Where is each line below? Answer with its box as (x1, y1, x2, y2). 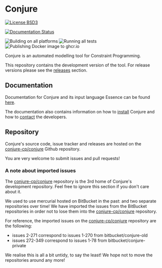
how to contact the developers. (5, 114, 67, 120)
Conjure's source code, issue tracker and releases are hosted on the (5, 141, 142, 146)
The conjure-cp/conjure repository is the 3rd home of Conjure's (5, 178, 132, 184)
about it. (5, 189, 22, 194)
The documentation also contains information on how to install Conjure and (5, 109, 155, 114)
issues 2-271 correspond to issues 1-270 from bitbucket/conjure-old (12, 232, 148, 238)
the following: (5, 223, 32, 229)
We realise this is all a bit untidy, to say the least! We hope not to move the (5, 252, 153, 258)
